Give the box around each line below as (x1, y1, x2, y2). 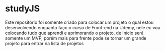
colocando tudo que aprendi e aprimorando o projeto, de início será (5, 30, 144, 36)
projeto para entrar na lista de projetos (5, 40, 84, 46)
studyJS (5, 3, 40, 14)
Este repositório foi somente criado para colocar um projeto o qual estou (5, 19, 154, 25)
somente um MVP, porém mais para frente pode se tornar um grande (5, 35, 147, 41)
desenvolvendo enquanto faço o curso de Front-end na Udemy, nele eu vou (5, 24, 161, 30)
